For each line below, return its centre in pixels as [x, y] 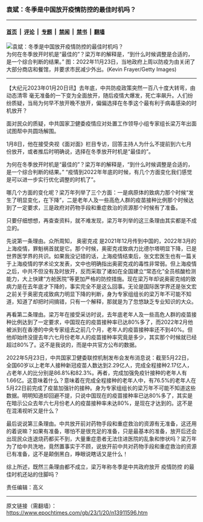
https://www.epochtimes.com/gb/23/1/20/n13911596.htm [77, 512]
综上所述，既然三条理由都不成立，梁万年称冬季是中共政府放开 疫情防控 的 [98, 467]
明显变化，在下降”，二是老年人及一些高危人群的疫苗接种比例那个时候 [103, 200]
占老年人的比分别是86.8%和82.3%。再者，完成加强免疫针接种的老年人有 [97, 373]
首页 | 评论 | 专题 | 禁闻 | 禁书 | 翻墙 [56, 32]
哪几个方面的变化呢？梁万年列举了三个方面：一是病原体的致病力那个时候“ [98, 192]
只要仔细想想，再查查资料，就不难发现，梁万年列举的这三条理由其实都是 [96, 220]
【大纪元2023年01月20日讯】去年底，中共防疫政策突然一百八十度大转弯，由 [101, 88]
